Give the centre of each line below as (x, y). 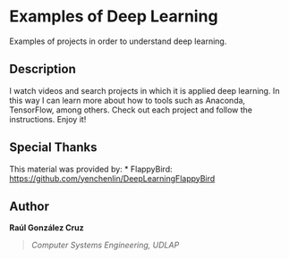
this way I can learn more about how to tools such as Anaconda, (127, 100)
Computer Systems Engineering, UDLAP (105, 245)
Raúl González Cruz (47, 228)
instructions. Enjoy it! (48, 119)
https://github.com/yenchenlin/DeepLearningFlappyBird (112, 178)
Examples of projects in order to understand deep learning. (118, 41)
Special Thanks (53, 148)
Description (42, 69)
